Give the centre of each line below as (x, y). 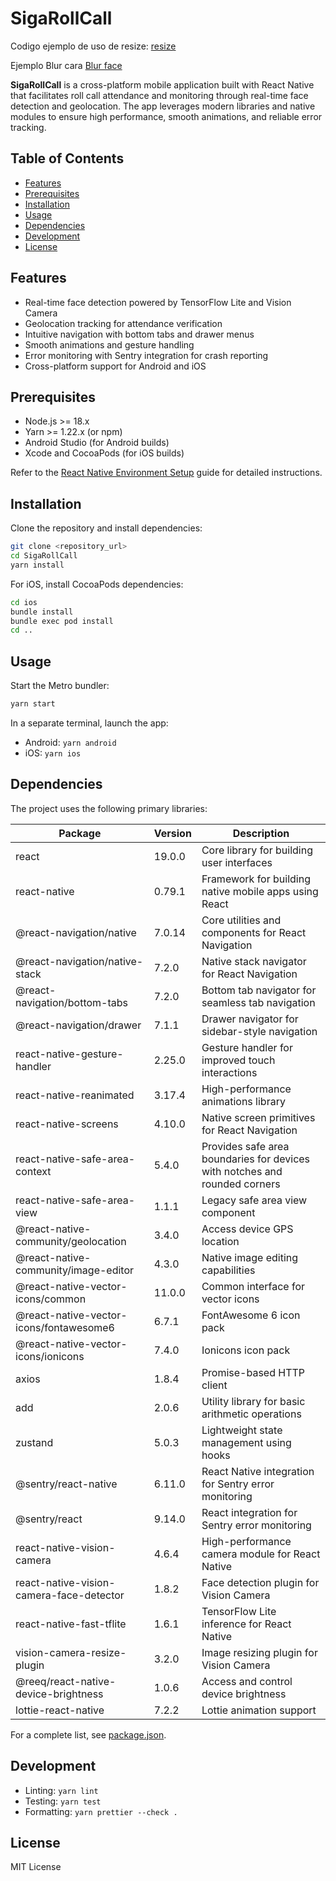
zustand (34, 1442)
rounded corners (241, 1184)
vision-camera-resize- (71, 1652)
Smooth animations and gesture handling (109, 344)
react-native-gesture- (69, 1054)
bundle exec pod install (62, 621)
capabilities (228, 1270)
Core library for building (257, 850)
